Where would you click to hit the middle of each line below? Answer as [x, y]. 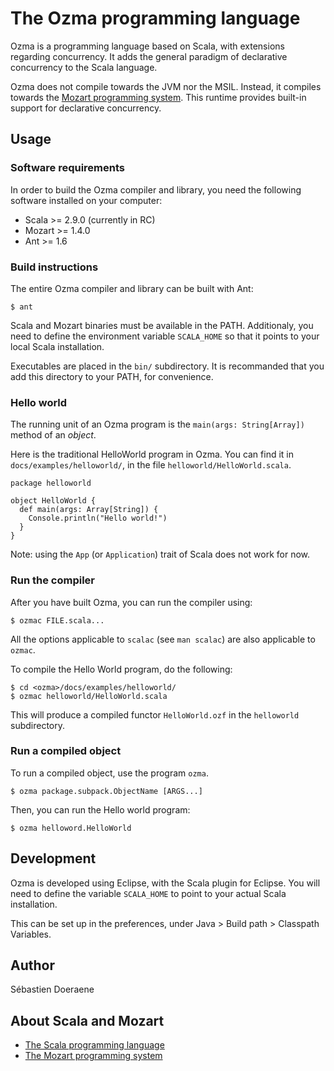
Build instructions [54, 267]
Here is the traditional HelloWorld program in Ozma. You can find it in [152, 454]
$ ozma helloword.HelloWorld [71, 828]
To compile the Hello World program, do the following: [121, 669]
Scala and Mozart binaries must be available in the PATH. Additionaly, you [162, 325]
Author [32, 965]
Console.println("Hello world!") [98, 518]
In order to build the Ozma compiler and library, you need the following [156, 189]
